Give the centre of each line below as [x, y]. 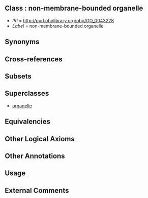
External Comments [37, 190]
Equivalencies [27, 122]
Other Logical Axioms [40, 139]
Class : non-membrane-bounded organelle [74, 8]
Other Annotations [35, 156]
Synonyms [22, 42]
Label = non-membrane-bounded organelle [58, 26]
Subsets [18, 76]
